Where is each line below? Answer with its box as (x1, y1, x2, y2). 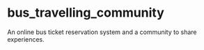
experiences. (7, 35, 45, 43)
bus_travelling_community (7, 5, 165, 21)
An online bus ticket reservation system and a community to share (7, 28, 197, 36)
